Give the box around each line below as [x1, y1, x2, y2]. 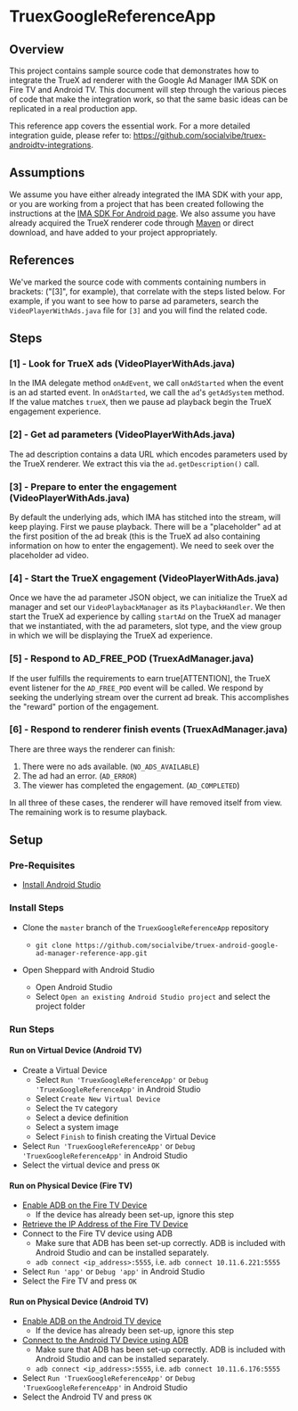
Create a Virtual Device [21, 1064, 108, 1076]
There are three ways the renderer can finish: [9, 743, 175, 755]
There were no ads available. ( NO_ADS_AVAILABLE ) [21, 761, 200, 772]
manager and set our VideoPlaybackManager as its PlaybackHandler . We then [9, 602, 286, 613]
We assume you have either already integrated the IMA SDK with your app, [9, 189, 283, 200]
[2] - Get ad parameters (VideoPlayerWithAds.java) [9, 428, 236, 441]
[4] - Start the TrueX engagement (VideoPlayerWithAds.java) [9, 572, 279, 584]
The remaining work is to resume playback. [9, 806, 167, 817]
